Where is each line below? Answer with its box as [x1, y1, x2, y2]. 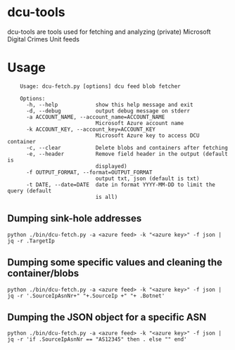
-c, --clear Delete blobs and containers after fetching [25, 144, 229, 151]
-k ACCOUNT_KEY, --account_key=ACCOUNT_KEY [25, 126, 156, 133]
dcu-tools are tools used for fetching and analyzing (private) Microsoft [7, 27, 211, 36]
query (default [7, 187, 52, 194]
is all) [95, 193, 118, 200]
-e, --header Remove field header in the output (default [25, 150, 229, 157]
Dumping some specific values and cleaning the [7, 257, 223, 268]
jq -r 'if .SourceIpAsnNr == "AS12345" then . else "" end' [7, 336, 188, 343]
